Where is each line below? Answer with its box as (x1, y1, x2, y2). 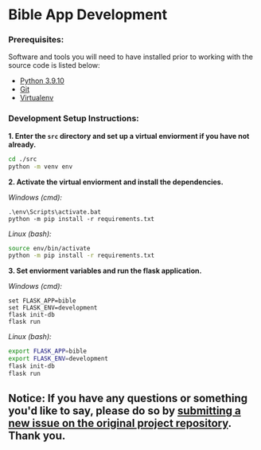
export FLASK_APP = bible (8, 347, 88, 356)
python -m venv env (8, 162, 73, 171)
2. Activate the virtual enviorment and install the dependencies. (8, 177, 224, 187)
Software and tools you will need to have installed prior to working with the (8, 52, 253, 61)
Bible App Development (8, 6, 168, 24)
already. (8, 140, 37, 149)
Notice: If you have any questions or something (8, 392, 248, 405)
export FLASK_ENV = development (8, 355, 109, 363)
